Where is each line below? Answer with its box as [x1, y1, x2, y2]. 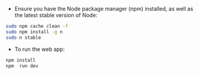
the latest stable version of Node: [14, 11, 98, 19]
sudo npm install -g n [5, 28, 63, 35]
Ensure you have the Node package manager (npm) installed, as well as [14, 5, 194, 12]
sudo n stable [5, 34, 42, 41]
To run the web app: [14, 45, 65, 53]
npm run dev [5, 63, 39, 69]
